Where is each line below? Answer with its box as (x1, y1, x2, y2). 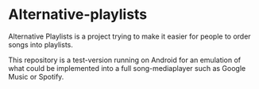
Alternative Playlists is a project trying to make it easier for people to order (8, 32, 252, 41)
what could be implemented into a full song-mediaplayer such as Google (8, 63, 246, 72)
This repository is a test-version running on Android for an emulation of (8, 55, 242, 65)
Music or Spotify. (8, 72, 64, 81)
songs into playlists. (8, 39, 73, 49)
